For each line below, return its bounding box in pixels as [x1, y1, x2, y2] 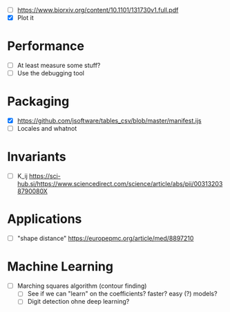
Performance [7, 38, 85, 54]
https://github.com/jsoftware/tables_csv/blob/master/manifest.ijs [17, 117, 202, 125]
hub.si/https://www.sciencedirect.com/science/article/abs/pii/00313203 [17, 180, 223, 188]
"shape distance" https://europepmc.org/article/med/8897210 [17, 235, 194, 243]
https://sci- [28, 172, 61, 181]
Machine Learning [7, 259, 114, 275]
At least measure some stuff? [17, 62, 101, 70]
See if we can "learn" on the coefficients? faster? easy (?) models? [27, 290, 218, 298]
